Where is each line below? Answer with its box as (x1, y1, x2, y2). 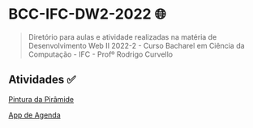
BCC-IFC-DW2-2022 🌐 (8, 5, 166, 23)
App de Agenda (8, 110, 61, 120)
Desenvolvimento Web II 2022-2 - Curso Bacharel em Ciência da (28, 41, 245, 50)
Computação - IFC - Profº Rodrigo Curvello (28, 49, 173, 59)
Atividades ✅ (8, 73, 76, 87)
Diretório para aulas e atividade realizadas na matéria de (28, 32, 217, 41)
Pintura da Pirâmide (8, 94, 75, 104)
